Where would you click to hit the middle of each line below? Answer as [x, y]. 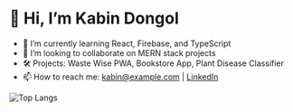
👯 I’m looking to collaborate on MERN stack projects [119, 52]
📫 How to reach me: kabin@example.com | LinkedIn [120, 77]
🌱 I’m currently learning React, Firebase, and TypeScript [127, 43]
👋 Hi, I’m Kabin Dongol [94, 19]
